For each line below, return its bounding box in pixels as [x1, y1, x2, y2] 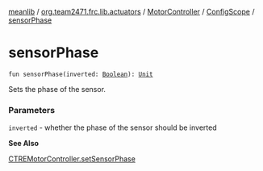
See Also [8, 139, 39, 148]
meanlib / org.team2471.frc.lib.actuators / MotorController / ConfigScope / [8, 7, 255, 16]
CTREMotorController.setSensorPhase [8, 154, 136, 164]
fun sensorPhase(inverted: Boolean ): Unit [8, 70, 153, 78]
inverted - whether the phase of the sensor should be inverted [8, 123, 217, 132]
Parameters [8, 104, 55, 115]
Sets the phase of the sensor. [8, 84, 106, 94]
